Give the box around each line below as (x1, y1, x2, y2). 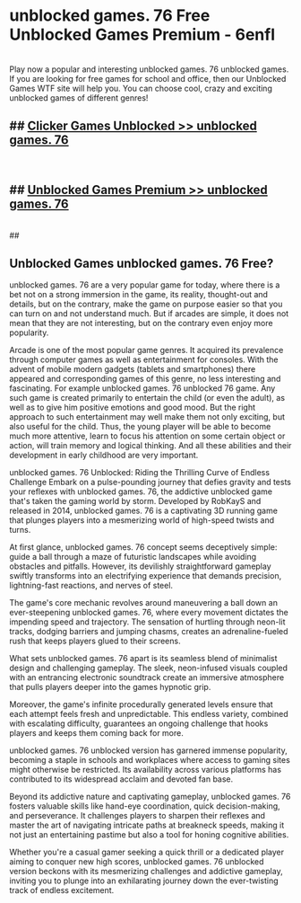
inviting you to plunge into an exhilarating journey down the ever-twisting (9, 875, 279, 886)
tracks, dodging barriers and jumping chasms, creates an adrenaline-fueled (9, 626, 288, 637)
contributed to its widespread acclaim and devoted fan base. (9, 774, 234, 784)
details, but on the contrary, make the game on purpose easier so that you (9, 298, 283, 310)
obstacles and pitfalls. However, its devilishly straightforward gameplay (9, 561, 271, 571)
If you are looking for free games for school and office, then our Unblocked (9, 73, 287, 84)
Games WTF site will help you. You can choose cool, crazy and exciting (9, 83, 273, 93)
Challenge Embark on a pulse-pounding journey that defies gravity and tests (9, 477, 291, 488)
